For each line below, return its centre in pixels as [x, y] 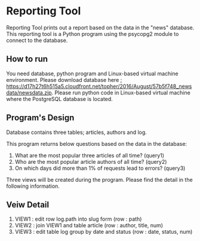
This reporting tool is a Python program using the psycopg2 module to [93, 33]
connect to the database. [37, 40]
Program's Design [40, 118]
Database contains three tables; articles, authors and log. [77, 132]
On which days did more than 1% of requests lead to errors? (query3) [100, 168]
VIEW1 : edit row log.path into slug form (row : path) [78, 219]
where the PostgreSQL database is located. [60, 99]
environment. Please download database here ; [64, 80]
